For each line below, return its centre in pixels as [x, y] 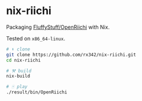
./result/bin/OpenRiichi [37, 92]
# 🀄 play [17, 87]
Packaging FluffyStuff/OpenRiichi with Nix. [58, 27]
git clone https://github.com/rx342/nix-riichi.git [71, 55]
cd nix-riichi [24, 60]
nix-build [18, 76]
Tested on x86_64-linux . [36, 38]
